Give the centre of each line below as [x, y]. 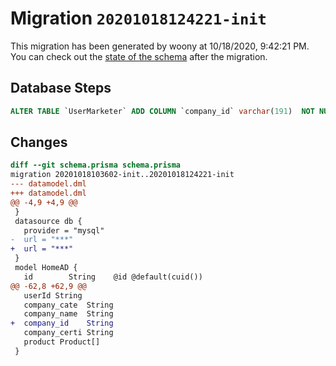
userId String [53, 295]
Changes [39, 142]
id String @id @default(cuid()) [113, 277]
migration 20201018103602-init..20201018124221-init [122, 175]
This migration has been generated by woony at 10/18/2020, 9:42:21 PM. [160, 46]
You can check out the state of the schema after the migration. [139, 56]
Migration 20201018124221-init [138, 18]
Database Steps [61, 88]
